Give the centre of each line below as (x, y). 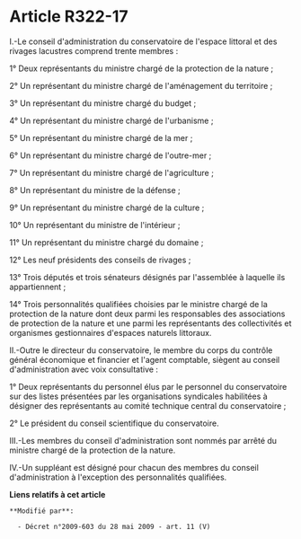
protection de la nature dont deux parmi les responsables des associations (147, 314)
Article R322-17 (69, 17)
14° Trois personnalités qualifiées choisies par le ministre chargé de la (138, 304)
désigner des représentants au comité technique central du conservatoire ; (148, 405)
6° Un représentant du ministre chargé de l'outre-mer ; (111, 155)
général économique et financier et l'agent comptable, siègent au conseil (145, 359)
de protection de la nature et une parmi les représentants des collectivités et (150, 323)
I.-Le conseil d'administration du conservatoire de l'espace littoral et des (143, 41)
